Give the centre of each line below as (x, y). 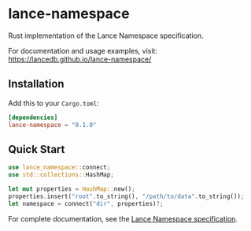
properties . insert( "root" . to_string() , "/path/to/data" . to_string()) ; (126, 196)
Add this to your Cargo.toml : (54, 102)
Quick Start (37, 149)
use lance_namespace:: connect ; (59, 168)
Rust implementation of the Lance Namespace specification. (106, 35)
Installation (36, 84)
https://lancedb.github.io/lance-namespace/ (80, 59)
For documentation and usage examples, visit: (83, 50)
